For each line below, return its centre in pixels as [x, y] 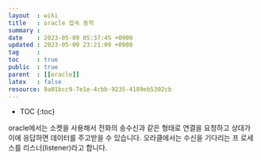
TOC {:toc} [37, 112]
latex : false [35, 82]
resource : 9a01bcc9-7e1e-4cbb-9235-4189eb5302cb [90, 89]
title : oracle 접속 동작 [51, 23]
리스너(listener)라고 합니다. [65, 148]
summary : [25, 30]
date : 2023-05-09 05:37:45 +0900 [71, 38]
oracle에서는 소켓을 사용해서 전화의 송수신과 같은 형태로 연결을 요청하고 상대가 [130, 128]
